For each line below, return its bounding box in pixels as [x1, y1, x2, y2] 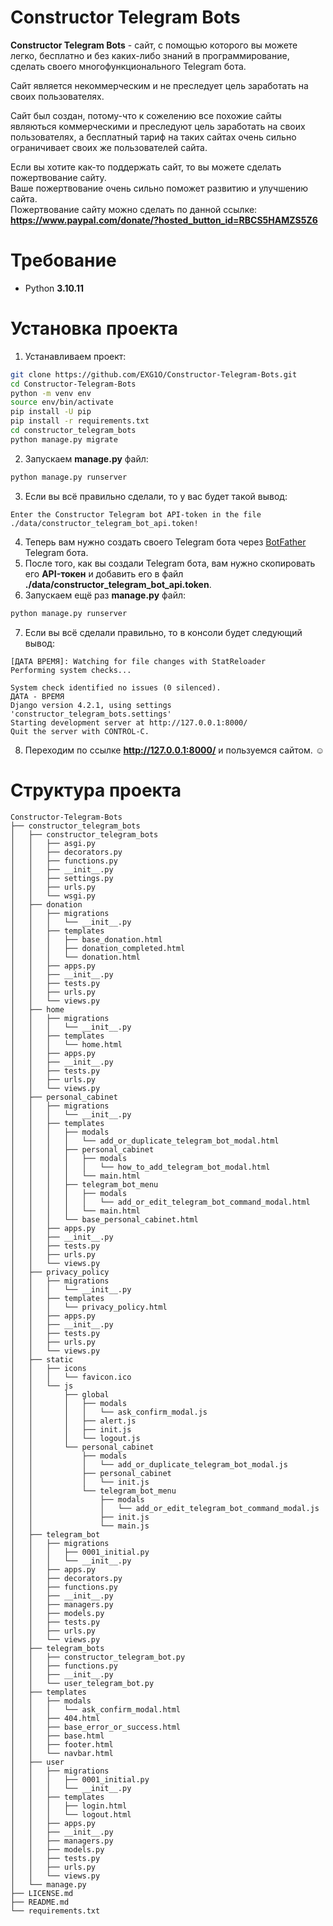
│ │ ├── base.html [10, 1731, 105, 1741]
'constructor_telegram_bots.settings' [10, 709, 172, 719]
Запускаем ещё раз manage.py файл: [24, 589, 186, 601]
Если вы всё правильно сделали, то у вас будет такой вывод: [24, 490, 288, 502]
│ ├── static [10, 1354, 74, 1365]
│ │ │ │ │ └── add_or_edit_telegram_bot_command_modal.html [10, 1197, 311, 1207]
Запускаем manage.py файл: [24, 452, 149, 465]
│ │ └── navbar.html [10, 1748, 114, 1758]
